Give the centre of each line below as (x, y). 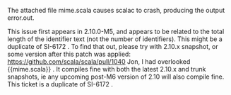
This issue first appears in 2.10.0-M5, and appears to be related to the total (116, 32)
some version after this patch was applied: (69, 54)
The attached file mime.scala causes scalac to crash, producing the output (116, 10)
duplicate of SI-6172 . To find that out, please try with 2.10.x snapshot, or (113, 46)
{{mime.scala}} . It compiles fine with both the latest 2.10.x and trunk (107, 69)
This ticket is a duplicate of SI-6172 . (60, 84)
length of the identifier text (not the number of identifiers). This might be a (115, 39)
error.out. (21, 18)
